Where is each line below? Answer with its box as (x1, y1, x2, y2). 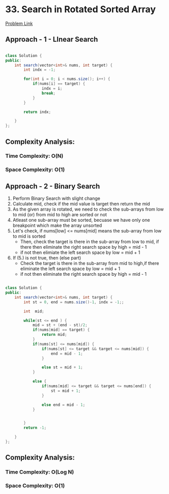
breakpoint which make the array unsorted (12, 222, 102, 228)
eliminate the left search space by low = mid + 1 (20, 266, 121, 272)
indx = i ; (41, 86, 63, 91)
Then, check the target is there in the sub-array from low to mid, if (20, 239, 159, 245)
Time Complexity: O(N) (5, 153, 64, 160)
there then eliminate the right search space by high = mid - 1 (20, 244, 147, 250)
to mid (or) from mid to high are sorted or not (12, 212, 107, 218)
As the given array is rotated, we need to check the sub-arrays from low (12, 206, 164, 212)
